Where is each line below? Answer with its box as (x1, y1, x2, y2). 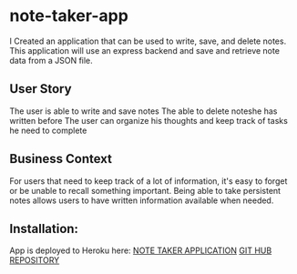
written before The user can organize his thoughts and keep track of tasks (9, 115, 289, 126)
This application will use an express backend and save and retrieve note (9, 45, 281, 56)
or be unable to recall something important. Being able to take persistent (9, 185, 281, 196)
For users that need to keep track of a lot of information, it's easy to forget (9, 175, 288, 187)
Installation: (9, 220, 79, 237)
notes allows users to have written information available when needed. (9, 195, 274, 206)
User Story (9, 81, 72, 96)
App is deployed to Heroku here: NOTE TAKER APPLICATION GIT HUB (9, 245, 272, 256)
